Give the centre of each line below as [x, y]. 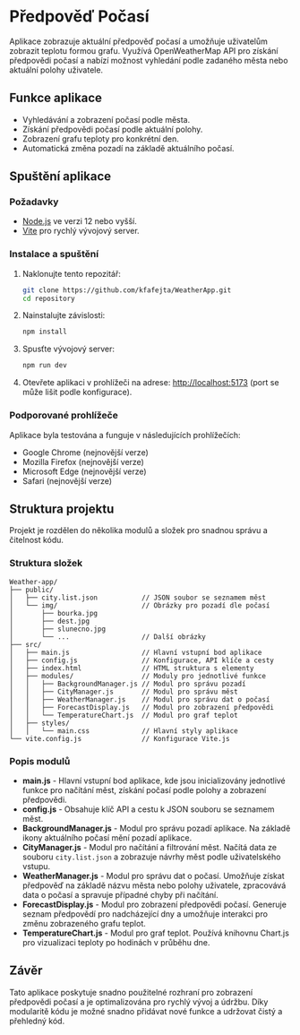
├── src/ [26, 644]
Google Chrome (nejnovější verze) [86, 452]
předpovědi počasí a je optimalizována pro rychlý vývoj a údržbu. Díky [139, 1002]
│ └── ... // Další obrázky [107, 637]
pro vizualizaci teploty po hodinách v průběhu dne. [116, 942]
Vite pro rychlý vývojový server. [81, 231]
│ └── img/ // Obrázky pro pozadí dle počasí [140, 605]
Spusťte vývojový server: [68, 349]
